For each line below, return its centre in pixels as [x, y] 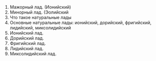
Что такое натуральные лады [41, 17]
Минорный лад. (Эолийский [39, 12]
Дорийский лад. [27, 38]
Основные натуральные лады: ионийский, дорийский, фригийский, [80, 22]
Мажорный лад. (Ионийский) [40, 7]
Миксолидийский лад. [33, 54]
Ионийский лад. [27, 33]
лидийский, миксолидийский [40, 28]
